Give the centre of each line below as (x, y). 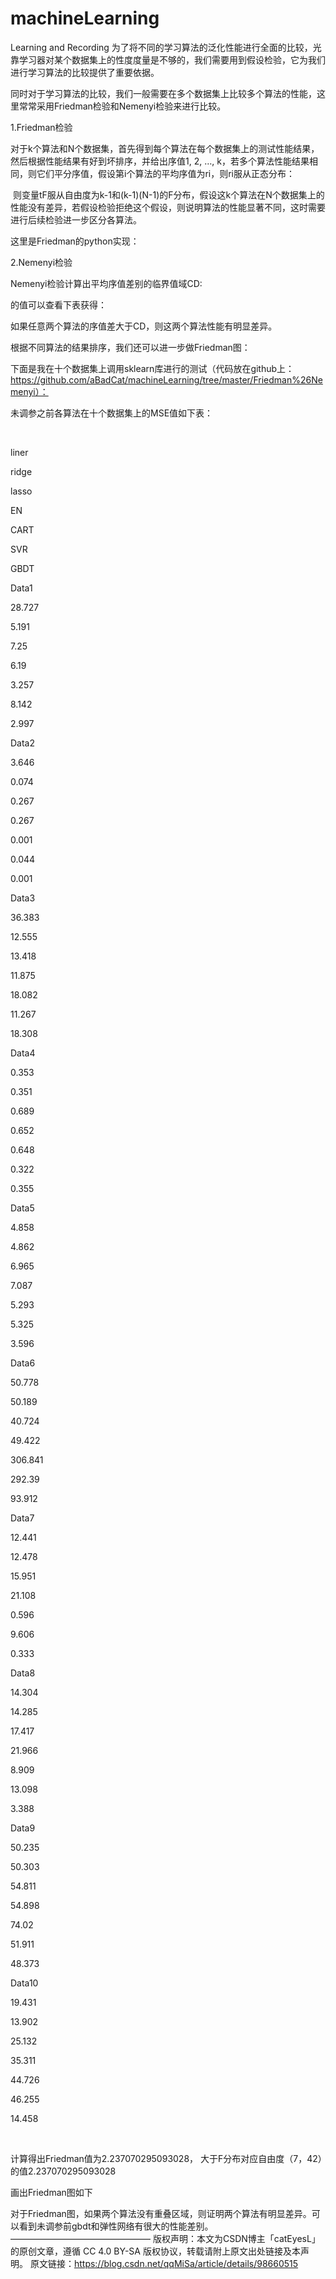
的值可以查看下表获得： (58, 304)
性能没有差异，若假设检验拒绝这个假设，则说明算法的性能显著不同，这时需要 (168, 207)
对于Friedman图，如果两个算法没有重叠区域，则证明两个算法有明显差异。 (161, 2213)
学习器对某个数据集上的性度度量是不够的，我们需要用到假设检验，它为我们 (172, 59)
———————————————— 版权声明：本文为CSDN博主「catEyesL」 (165, 2238)
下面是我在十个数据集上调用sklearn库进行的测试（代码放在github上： (152, 368)
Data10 (24, 1983)
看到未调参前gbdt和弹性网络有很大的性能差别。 (116, 2226)
